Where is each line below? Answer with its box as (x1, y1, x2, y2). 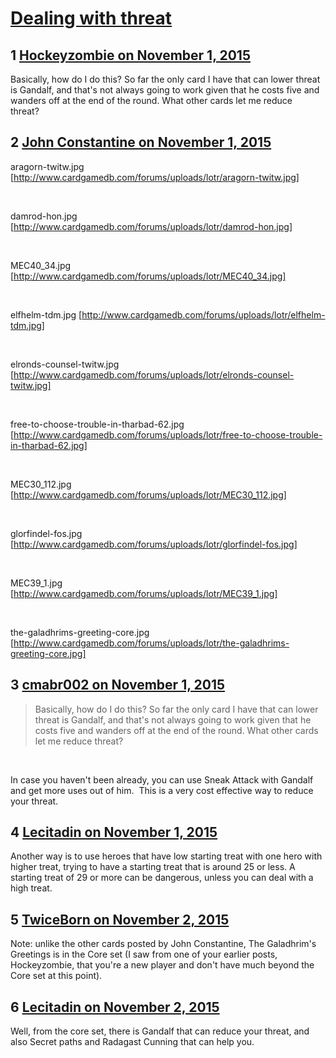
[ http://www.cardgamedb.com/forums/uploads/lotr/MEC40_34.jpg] (10, 270, 287, 282)
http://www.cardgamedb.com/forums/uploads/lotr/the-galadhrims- (13, 637, 290, 649)
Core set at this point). (10, 970, 103, 982)
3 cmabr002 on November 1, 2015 (10, 677, 226, 694)
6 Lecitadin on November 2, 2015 (10, 998, 220, 1016)
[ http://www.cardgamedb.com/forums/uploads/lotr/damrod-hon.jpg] (10, 220, 293, 232)
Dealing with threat (10, 7, 173, 30)
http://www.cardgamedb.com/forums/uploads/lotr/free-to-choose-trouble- (13, 428, 323, 441)
